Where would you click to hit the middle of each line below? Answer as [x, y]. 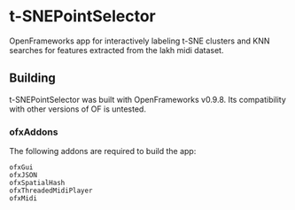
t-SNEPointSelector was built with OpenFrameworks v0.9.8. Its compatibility [147, 99]
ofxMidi [23, 198]
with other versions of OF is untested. [78, 109]
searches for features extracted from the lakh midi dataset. [116, 50]
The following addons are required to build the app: [103, 152]
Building [32, 78]
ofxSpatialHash [37, 183]
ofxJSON [23, 175]
